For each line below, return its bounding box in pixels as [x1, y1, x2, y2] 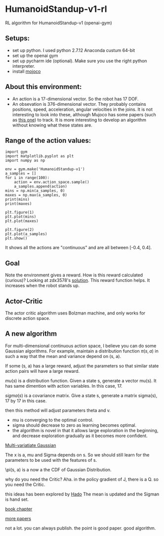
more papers [5, 515, 31, 521]
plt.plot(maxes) [5, 219, 39, 223]
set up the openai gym [12, 52, 58, 58]
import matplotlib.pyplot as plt [5, 154, 74, 159]
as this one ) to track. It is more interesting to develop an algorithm [12, 117, 147, 123]
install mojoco [12, 68, 41, 74]
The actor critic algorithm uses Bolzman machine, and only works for [5, 310, 146, 316]
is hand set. [5, 496, 29, 502]
